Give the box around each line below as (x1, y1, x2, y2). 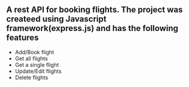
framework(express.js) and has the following (6, 23, 179, 33)
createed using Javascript (6, 14, 107, 24)
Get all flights (14, 55, 48, 62)
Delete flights (14, 74, 48, 81)
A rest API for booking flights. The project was (6, 5, 183, 15)
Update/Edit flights (14, 67, 62, 74)
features (6, 33, 39, 43)
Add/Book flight (14, 48, 54, 55)
